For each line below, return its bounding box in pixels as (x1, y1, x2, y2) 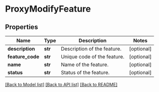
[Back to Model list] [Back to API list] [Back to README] (5, 82, 118, 87)
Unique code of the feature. (60, 54, 125, 60)
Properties (5, 23, 38, 31)
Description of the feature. (60, 45, 122, 52)
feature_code (7, 54, 39, 60)
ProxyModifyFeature (5, 3, 91, 15)
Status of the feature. (60, 69, 110, 76)
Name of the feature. (60, 61, 109, 68)
